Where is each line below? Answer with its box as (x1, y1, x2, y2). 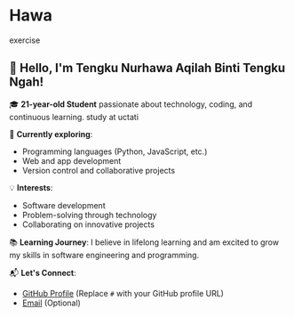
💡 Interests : (9, 182, 53, 192)
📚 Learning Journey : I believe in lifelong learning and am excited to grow (9, 237, 280, 248)
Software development (21, 199, 106, 210)
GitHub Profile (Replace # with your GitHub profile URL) (21, 288, 225, 298)
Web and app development (21, 155, 122, 166)
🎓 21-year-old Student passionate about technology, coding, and (9, 99, 253, 110)
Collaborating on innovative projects (21, 219, 155, 230)
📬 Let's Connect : (9, 267, 77, 278)
